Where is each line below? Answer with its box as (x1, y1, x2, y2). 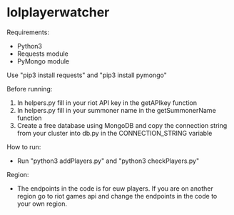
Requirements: (6, 28, 49, 36)
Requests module (16, 49, 68, 58)
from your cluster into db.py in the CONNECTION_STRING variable (16, 129, 213, 137)
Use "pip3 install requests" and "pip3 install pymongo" (6, 71, 167, 79)
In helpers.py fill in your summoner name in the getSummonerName (16, 106, 217, 114)
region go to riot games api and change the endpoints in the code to (16, 191, 218, 200)
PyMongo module (16, 56, 69, 65)
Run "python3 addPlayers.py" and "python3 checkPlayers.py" (16, 156, 200, 165)
